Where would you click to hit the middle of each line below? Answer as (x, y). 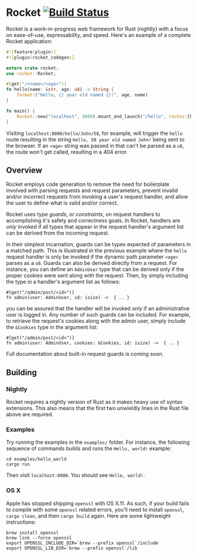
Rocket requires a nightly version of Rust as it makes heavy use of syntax (94, 402)
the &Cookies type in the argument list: (52, 327)
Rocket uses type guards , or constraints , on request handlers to (83, 215)
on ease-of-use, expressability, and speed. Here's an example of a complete (98, 35)
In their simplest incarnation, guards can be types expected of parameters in (98, 244)
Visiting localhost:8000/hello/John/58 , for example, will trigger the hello (94, 133)
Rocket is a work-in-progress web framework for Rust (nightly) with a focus (97, 29)
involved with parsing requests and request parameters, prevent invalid (92, 191)
